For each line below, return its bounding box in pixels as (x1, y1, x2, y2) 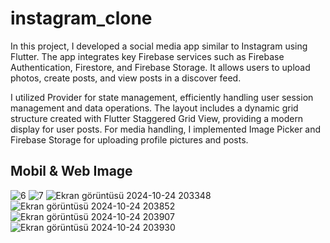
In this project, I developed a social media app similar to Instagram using (10, 40, 308, 52)
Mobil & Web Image (10, 163, 133, 180)
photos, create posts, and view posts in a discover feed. (10, 72, 242, 84)
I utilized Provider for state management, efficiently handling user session (10, 91, 314, 103)
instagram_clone (10, 7, 153, 30)
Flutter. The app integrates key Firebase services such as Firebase (10, 50, 285, 62)
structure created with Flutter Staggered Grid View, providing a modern (10, 112, 304, 124)
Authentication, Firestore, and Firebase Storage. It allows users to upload (10, 61, 311, 73)
